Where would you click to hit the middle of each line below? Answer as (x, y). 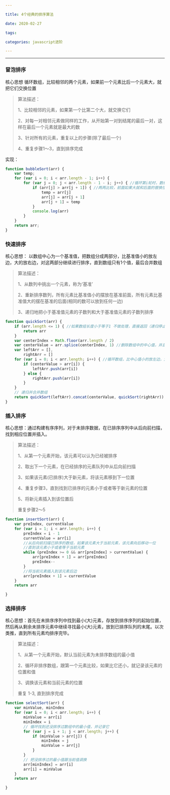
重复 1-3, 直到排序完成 (41, 693)
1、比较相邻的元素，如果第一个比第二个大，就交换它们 (74, 110)
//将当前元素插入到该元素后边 (50, 571)
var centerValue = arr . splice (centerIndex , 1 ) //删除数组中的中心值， (87, 345)
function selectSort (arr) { (35, 703)
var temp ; (25, 174)
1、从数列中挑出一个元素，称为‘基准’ (55, 284)
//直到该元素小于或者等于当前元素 (54, 548)
